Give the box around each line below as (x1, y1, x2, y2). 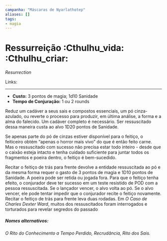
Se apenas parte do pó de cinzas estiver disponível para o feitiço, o (5, 133, 143, 139)
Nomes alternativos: (5, 218, 49, 224)
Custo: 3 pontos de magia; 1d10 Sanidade (12, 93, 98, 99)
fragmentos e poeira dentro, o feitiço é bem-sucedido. (5, 155, 117, 161)
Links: (5, 79, 17, 85)
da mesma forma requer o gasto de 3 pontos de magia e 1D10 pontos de (5, 170, 153, 176)
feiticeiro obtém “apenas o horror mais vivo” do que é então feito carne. (5, 139, 153, 145)
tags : (5, 16, 16, 21)
